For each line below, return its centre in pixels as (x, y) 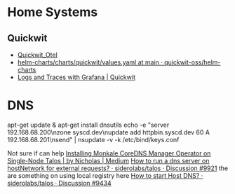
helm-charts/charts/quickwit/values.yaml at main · (90, 62)
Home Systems (53, 12)
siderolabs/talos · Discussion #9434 (60, 183)
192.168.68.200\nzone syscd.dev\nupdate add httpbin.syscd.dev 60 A (109, 132)
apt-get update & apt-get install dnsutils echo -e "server (88, 125)
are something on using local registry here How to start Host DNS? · (105, 175)
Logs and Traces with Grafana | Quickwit (76, 77)
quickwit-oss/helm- (192, 62)
